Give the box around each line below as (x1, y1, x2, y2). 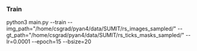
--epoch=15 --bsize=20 (31, 38, 91, 46)
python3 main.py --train (6, 19, 66, 26)
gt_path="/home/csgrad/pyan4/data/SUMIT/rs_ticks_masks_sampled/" (6, 32, 185, 39)
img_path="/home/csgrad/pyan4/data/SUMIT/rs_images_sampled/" (6, 25, 177, 32)
